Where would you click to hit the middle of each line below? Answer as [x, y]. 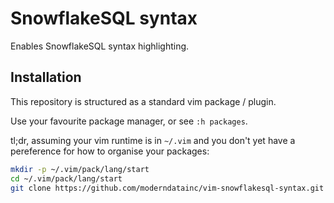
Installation [46, 77]
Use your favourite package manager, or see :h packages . [129, 121]
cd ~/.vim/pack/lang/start [66, 178]
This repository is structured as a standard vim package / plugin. [143, 101]
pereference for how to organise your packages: [110, 151]
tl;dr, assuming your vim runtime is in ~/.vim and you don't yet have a [153, 140]
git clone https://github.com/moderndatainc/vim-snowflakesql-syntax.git [167, 188]
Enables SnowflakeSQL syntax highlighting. [100, 46]
